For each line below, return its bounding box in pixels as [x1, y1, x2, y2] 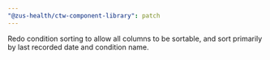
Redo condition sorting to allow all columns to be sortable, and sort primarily [7, 34, 263, 43]
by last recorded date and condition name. [7, 42, 149, 52]
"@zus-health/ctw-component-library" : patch [7, 11, 161, 20]
